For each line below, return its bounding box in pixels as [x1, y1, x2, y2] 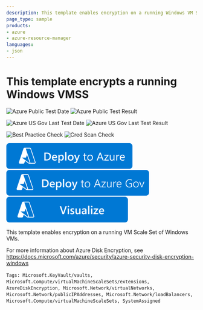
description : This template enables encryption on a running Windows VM [6, 10, 193, 16]
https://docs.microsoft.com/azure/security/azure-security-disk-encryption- [6, 253, 195, 260]
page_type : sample [6, 16, 53, 22]
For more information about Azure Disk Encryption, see [6, 247, 143, 254]
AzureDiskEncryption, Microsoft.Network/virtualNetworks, [6, 285, 155, 291]
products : [6, 22, 31, 28]
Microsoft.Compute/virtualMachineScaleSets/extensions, [6, 279, 150, 285]
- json [6, 48, 23, 54]
